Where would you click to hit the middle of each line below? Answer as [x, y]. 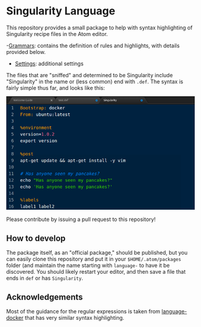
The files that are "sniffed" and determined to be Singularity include [90, 75]
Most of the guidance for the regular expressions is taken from [83, 311]
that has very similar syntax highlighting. [74, 318]
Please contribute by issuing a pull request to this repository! [81, 219]
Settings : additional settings [49, 63]
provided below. [26, 52]
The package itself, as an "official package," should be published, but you [97, 253]
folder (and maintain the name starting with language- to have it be [88, 265]
